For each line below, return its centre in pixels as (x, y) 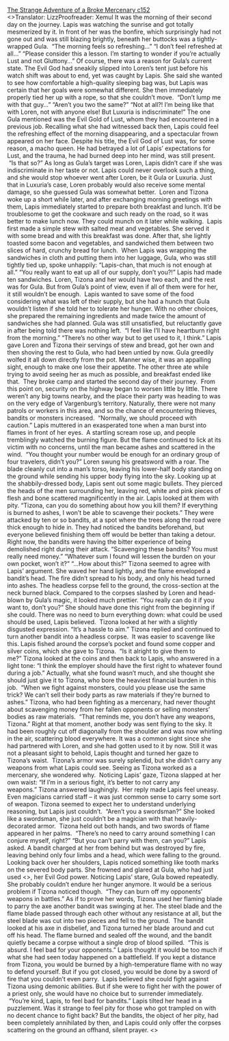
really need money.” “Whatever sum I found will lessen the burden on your (111, 556)
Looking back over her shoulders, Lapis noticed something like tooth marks (113, 862)
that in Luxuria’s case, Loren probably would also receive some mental (106, 185)
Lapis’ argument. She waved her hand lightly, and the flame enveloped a (109, 571)
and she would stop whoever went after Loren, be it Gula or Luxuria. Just (110, 177)
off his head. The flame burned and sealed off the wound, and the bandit (109, 935)
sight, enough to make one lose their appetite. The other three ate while (108, 367)
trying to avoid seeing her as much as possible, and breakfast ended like (109, 374)
